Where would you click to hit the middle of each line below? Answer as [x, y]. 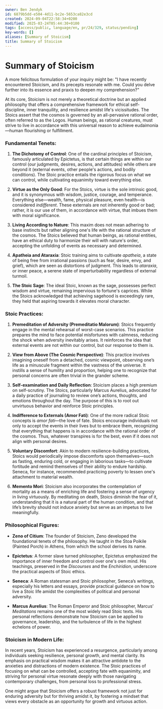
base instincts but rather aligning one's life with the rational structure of [84, 230]
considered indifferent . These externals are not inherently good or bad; [83, 205]
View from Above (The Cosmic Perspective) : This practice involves [81, 355]
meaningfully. [26, 513]
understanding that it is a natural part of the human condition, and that [83, 502]
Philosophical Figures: [32, 525]
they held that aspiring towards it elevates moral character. [71, 301]
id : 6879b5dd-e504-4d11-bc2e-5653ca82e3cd [49, 14]
